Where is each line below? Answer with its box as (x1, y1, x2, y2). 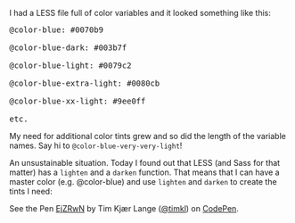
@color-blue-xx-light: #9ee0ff (9, 96, 146, 106)
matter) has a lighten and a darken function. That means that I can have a (9, 167, 280, 178)
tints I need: (9, 186, 53, 196)
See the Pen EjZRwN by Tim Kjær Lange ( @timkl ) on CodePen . (9, 203, 239, 213)
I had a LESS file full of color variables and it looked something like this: (9, 8, 272, 18)
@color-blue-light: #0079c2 (9, 61, 132, 70)
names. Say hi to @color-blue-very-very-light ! (9, 140, 183, 151)
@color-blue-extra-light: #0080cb (9, 78, 160, 88)
